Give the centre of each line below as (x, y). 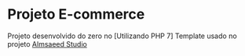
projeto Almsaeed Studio (47, 44)
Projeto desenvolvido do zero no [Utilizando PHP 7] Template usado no (122, 36)
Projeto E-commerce (76, 14)
